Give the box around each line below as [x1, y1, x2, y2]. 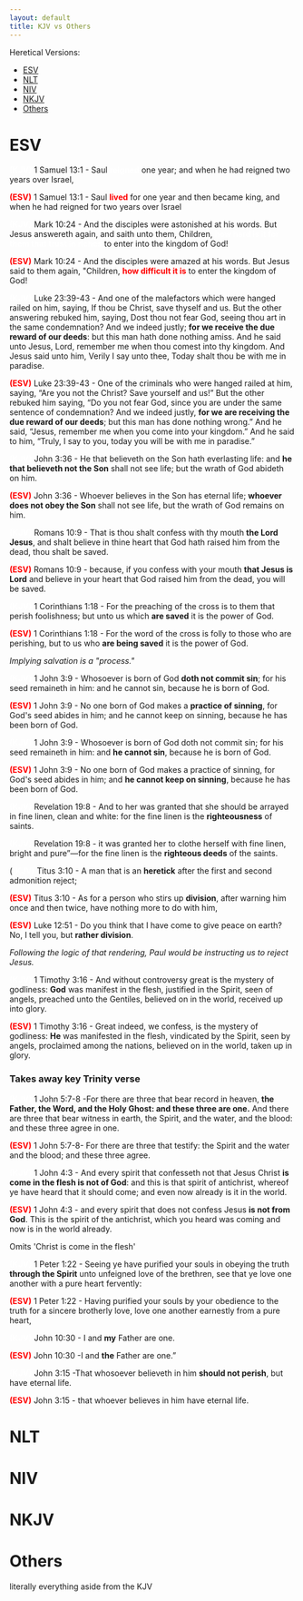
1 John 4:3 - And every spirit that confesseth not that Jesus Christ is [34, 1167, 289, 1178]
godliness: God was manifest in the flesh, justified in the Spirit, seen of [9, 984, 274, 995]
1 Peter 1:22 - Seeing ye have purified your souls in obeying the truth [34, 1259, 290, 1270]
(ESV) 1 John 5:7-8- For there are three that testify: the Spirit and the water [9, 1140, 290, 1151]
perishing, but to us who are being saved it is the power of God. [9, 637, 249, 649]
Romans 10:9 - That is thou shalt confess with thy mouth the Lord [34, 528, 279, 539]
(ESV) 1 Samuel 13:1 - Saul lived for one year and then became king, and [9, 192, 280, 203]
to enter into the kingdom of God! [103, 238, 229, 250]
